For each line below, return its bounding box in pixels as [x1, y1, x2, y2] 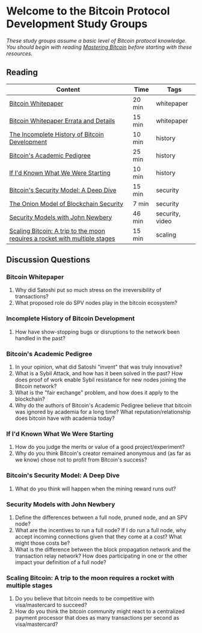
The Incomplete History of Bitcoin [9, 130, 104, 138]
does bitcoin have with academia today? [14, 415, 115, 422]
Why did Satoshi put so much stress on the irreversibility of [14, 287, 162, 294]
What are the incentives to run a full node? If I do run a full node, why [14, 526, 186, 533]
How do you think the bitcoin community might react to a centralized [14, 608, 185, 615]
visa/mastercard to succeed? [14, 602, 87, 609]
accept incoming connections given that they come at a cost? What [14, 533, 182, 540]
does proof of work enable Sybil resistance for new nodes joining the [14, 376, 186, 384]
